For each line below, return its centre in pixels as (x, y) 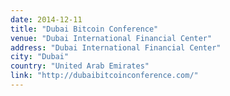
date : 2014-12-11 (46, 19)
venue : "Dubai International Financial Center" (111, 38)
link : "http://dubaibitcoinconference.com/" (104, 76)
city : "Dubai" (40, 57)
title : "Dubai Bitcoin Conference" (84, 29)
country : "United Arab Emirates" (80, 66)
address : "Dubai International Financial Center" (116, 47)
